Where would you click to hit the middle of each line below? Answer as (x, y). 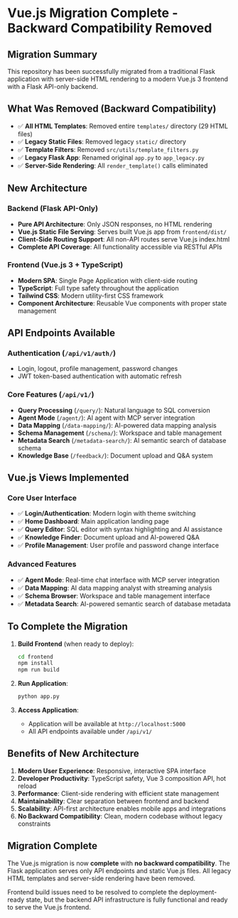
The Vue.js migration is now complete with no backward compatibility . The (119, 863)
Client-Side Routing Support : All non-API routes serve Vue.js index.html (124, 239)
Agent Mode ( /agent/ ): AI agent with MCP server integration (106, 418)
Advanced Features (42, 564)
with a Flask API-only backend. (53, 86)
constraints (34, 823)
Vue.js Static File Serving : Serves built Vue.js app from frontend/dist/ (122, 232)
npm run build (38, 670)
